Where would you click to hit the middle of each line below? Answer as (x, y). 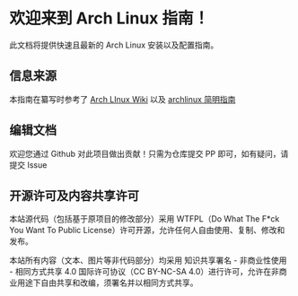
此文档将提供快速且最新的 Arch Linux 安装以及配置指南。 (114, 45)
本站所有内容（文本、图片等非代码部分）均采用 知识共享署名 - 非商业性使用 (148, 260)
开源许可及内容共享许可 (74, 195)
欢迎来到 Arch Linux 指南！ (109, 18)
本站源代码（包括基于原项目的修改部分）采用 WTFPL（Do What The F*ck (145, 219)
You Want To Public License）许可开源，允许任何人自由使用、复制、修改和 (147, 231)
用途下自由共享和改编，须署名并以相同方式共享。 (107, 283)
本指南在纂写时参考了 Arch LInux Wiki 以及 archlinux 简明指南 (123, 99)
